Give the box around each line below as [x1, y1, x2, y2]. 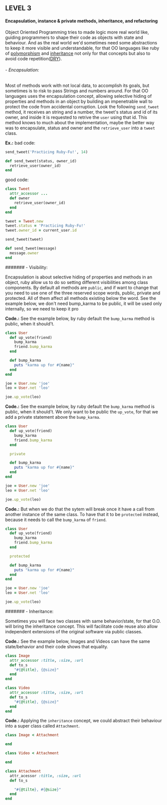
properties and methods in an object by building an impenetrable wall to [5, 98, 153, 104]
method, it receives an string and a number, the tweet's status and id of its [5, 109, 158, 115]
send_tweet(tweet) [5, 237, 43, 242]
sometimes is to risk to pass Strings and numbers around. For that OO [5, 87, 149, 94]
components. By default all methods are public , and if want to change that [5, 284, 158, 290]
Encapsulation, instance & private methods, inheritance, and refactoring [5, 17, 158, 24]
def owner [9, 196, 30, 201]
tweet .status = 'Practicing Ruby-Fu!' [5, 223, 86, 229]
